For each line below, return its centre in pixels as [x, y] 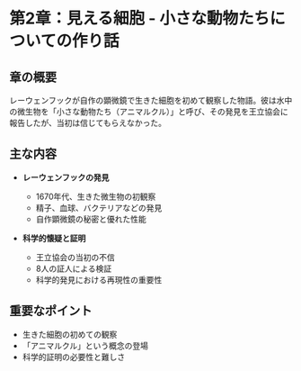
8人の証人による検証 [74, 268]
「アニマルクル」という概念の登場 [85, 345]
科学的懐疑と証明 [54, 238]
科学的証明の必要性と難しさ [74, 357]
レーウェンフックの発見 [66, 177]
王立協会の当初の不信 [75, 257]
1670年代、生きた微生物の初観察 [96, 196]
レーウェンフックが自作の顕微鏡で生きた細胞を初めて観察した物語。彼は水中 [151, 100]
